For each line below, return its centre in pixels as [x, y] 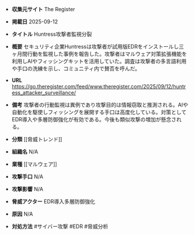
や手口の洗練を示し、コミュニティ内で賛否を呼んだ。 [76, 69]
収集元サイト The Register [43, 9]
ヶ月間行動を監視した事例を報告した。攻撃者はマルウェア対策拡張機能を [99, 54]
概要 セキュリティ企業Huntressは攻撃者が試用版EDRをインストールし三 [98, 47]
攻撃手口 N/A [27, 176]
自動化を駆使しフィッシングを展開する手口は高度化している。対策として [99, 112]
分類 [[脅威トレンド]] [37, 139]
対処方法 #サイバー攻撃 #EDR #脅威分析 [60, 226]
